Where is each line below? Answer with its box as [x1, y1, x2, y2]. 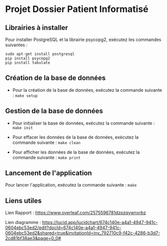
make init [12, 125, 33, 130]
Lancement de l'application [5, 169, 92, 178]
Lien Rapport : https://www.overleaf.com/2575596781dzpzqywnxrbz [5, 210, 146, 216]
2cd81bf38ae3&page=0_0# [5, 236, 61, 242]
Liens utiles [5, 196, 42, 205]
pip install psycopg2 [5, 56, 50, 61]
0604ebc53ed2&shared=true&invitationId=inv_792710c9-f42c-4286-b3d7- [5, 230, 160, 236]
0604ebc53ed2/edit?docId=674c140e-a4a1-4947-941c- [5, 225, 121, 231]
